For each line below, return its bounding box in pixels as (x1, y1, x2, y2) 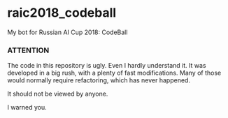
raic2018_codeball (7, 5, 117, 21)
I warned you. (7, 103, 47, 112)
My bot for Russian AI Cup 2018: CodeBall (7, 28, 128, 36)
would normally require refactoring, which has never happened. (7, 76, 191, 84)
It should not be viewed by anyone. (7, 89, 108, 98)
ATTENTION (7, 45, 50, 55)
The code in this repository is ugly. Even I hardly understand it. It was (7, 61, 206, 70)
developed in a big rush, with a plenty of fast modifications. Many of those (7, 68, 222, 78)
